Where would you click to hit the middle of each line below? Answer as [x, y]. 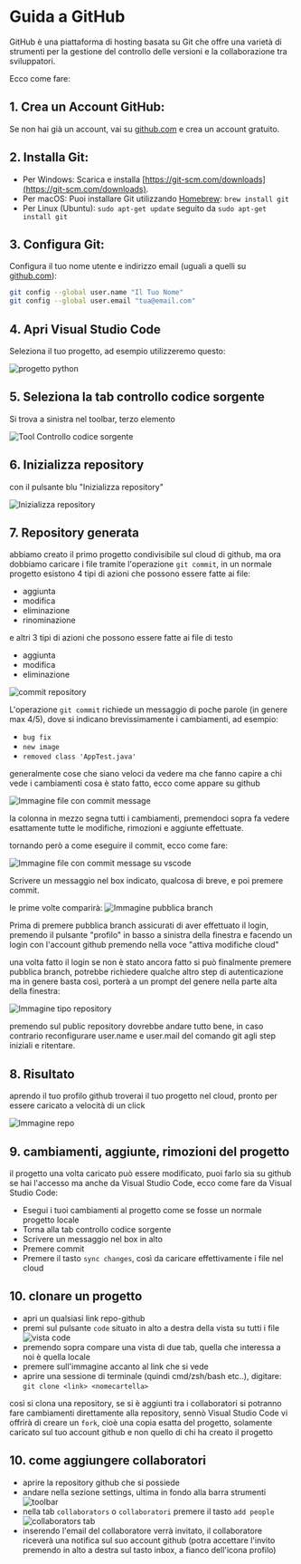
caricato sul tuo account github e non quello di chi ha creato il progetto [141, 1432]
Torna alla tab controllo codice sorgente [97, 1229]
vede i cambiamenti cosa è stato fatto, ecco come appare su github [135, 783]
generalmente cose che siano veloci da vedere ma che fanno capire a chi [146, 774]
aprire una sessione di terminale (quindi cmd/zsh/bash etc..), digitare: [152, 1376]
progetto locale [51, 1220]
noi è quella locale [56, 1356]
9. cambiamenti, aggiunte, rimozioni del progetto [150, 1151]
